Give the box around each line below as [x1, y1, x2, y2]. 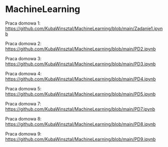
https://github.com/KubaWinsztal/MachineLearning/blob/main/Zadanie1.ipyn [5, 25, 163, 31]
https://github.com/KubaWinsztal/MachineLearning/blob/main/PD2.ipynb [5, 46, 156, 52]
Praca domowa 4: [5, 70, 42, 76]
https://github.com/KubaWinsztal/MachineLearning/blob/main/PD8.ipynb [5, 121, 156, 127]
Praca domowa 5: [5, 85, 42, 91]
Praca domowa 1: [5, 20, 41, 26]
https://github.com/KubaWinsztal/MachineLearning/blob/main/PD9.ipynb [5, 136, 156, 142]
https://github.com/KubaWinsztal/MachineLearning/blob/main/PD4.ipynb [5, 76, 156, 82]
